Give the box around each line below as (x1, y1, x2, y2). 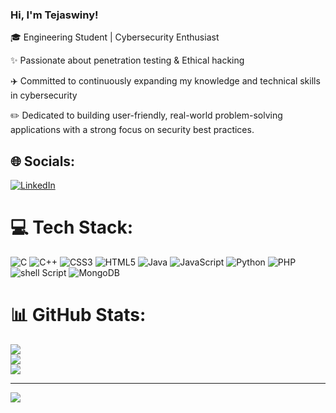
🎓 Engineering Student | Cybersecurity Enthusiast (10, 31, 220, 43)
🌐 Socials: (10, 153, 76, 170)
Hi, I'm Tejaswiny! (10, 8, 99, 22)
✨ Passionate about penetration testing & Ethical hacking (10, 54, 245, 67)
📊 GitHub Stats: (10, 304, 147, 327)
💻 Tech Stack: (10, 216, 134, 239)
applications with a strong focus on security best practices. (10, 124, 255, 136)
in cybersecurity (10, 89, 78, 102)
